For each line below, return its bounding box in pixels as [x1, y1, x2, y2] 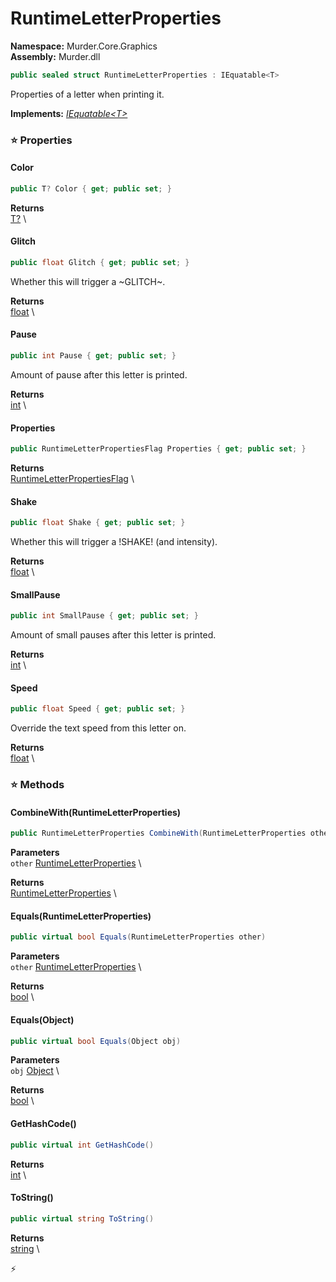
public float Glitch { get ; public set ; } [10, 258, 190, 268]
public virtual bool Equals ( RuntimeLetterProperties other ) [10, 932, 267, 942]
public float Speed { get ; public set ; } [10, 704, 186, 714]
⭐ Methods [10, 778, 65, 792]
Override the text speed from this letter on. [10, 722, 187, 734]
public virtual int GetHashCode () [10, 1140, 155, 1150]
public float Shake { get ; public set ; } [10, 518, 186, 528]
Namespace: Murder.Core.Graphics [10, 40, 158, 52]
